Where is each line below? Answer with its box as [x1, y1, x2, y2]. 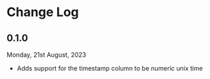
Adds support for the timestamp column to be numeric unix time [16, 64, 204, 72]
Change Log [6, 4, 79, 20]
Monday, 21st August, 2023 [6, 50, 87, 59]
